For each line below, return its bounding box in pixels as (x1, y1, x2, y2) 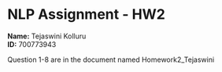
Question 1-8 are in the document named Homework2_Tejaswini (7, 55, 215, 64)
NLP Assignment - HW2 (7, 5, 166, 23)
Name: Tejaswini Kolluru (7, 31, 87, 41)
